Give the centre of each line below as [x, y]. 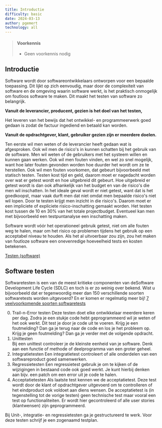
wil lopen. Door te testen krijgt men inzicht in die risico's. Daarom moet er [78, 201]
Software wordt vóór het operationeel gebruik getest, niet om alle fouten [77, 226]
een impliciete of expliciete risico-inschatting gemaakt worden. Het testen [79, 206]
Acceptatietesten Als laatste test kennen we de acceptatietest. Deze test [84, 379]
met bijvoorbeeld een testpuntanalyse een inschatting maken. [66, 216]
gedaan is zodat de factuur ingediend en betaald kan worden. [66, 125]
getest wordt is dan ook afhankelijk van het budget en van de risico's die [77, 185]
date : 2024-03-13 [22, 18]
